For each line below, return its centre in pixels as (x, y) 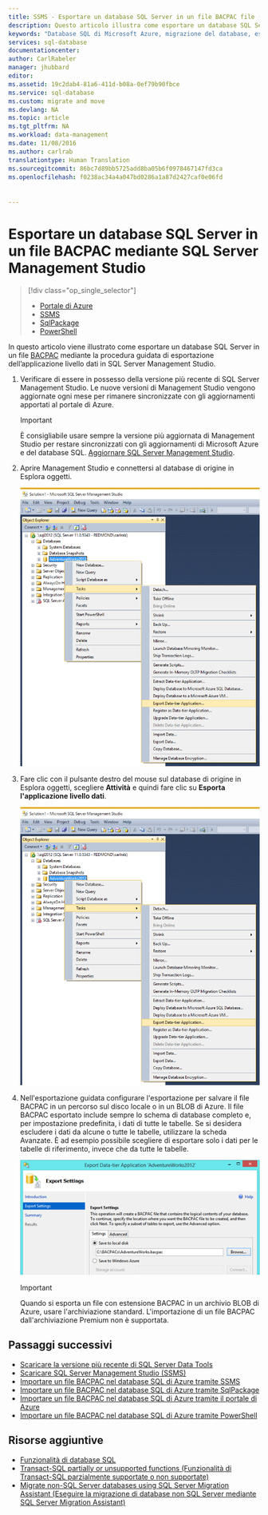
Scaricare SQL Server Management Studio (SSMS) (103, 1373)
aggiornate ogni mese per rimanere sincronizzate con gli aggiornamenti (137, 396)
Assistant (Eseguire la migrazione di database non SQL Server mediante (138, 1493)
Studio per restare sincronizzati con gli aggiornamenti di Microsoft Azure (139, 444)
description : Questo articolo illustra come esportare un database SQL (130, 25)
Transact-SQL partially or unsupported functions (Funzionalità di (126, 1468)
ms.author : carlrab (41, 152)
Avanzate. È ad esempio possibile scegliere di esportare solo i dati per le (139, 1140)
